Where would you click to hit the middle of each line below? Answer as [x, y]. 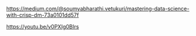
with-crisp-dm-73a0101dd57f [43, 15]
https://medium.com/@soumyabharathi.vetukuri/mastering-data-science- [98, 9]
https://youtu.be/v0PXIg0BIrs [43, 27]
